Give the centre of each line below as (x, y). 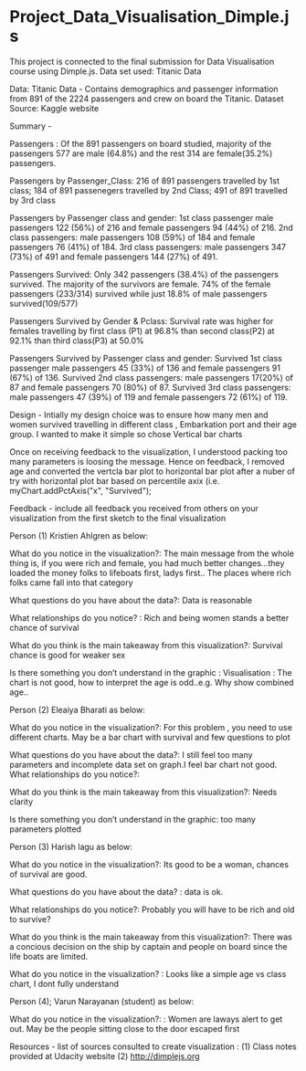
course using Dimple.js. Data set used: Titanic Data (106, 71)
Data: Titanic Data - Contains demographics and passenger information (144, 89)
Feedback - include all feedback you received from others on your (134, 508)
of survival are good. (48, 874)
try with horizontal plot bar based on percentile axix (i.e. (115, 480)
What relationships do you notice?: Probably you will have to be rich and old (152, 909)
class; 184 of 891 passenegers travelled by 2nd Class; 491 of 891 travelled (148, 190)
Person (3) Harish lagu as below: (71, 846)
